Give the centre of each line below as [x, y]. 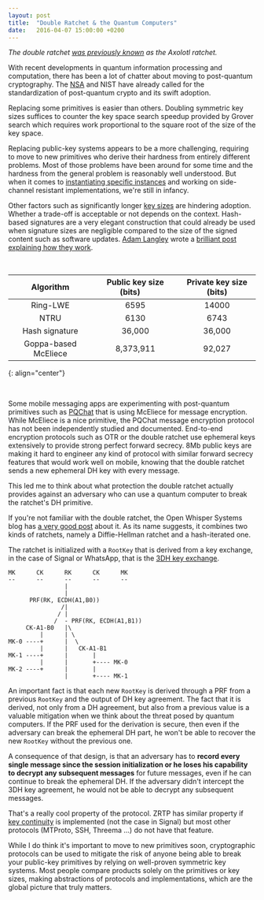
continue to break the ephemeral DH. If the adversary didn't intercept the [126, 782]
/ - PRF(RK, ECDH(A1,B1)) [98, 621]
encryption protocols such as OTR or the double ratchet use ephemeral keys [132, 437]
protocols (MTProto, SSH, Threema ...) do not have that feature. [111, 830]
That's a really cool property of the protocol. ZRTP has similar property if [126, 813]
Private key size [217, 282]
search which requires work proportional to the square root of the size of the [132, 125]
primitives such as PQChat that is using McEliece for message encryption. [128, 412]
